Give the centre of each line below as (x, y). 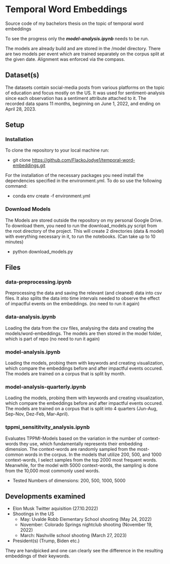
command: (16, 186)
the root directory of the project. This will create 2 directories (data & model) (85, 231)
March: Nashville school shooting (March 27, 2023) (73, 536)
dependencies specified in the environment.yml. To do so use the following (83, 181)
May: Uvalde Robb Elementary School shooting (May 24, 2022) (86, 519)
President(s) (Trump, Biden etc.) (46, 541)
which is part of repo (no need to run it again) (53, 339)
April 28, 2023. (21, 109)
